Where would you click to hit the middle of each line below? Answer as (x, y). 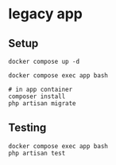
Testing (27, 128)
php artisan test (37, 153)
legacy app (46, 14)
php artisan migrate (43, 104)
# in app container (41, 89)
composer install (37, 96)
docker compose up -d (44, 61)
